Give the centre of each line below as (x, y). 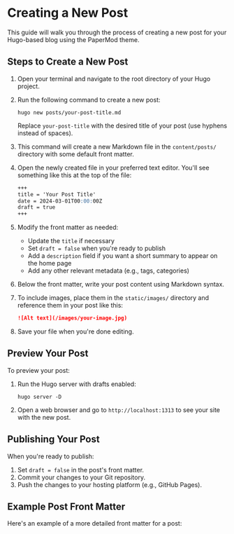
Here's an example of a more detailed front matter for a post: (95, 523)
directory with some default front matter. (75, 154)
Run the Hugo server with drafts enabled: (76, 384)
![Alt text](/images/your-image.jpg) (72, 318)
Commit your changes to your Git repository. (81, 477)
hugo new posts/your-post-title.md (69, 112)
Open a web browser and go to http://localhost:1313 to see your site (119, 410)
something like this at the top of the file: (74, 175)
